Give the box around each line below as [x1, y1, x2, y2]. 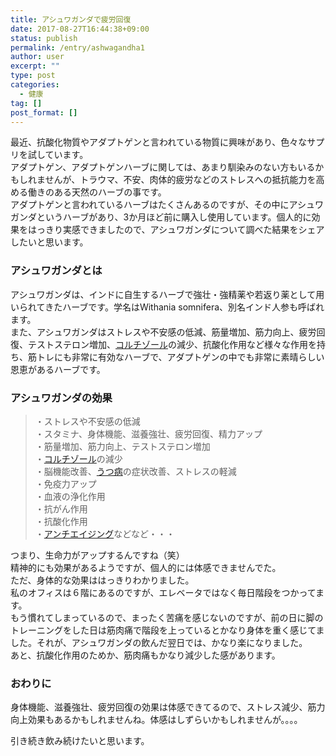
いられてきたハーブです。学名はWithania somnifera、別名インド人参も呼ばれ [10, 301, 325, 313]
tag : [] [10, 98, 43, 108]
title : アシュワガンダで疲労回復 [10, 14, 132, 25]
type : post [10, 71, 56, 81]
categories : [10, 80, 60, 90]
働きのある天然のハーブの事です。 [27, 186, 167, 198]
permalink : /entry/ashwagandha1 [10, 42, 145, 53]
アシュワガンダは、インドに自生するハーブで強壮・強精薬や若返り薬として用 [10, 288, 325, 300]
